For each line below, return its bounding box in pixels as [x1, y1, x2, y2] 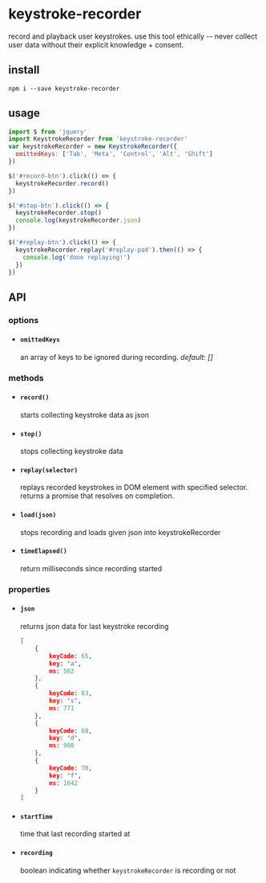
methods [8, 372, 44, 383]
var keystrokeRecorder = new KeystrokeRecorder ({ [8, 142, 178, 151]
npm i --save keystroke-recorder [8, 84, 120, 92]
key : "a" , [49, 660, 82, 668]
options [8, 314, 39, 325]
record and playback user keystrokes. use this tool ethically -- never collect [8, 31, 258, 41]
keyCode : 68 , [49, 726, 93, 735]
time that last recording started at [19, 829, 131, 839]
